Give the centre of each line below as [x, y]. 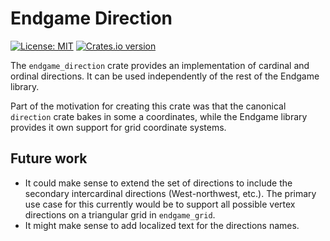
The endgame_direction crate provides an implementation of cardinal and [160, 65]
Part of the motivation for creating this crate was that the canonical [148, 106]
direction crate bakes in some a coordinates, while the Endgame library [159, 116]
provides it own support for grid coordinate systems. [118, 127]
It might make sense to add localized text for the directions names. [162, 225]
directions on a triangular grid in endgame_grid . [120, 214]
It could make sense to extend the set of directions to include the [158, 183]
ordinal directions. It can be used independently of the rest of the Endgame [165, 76]
